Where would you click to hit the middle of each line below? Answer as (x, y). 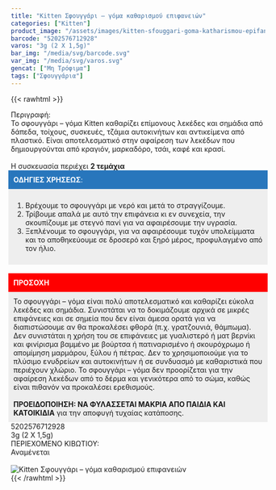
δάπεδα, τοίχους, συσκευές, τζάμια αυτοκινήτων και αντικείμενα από (128, 132)
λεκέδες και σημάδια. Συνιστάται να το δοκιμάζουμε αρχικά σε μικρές (132, 310)
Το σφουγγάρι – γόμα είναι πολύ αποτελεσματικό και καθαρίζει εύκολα (134, 301)
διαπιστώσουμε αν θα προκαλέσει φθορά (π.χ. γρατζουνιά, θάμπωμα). (132, 327)
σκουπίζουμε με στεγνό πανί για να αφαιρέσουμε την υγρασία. (132, 222)
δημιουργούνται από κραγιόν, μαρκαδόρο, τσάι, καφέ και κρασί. (118, 149)
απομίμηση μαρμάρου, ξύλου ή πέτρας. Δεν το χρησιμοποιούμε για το (131, 353)
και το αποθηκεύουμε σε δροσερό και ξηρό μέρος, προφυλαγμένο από (144, 240)
